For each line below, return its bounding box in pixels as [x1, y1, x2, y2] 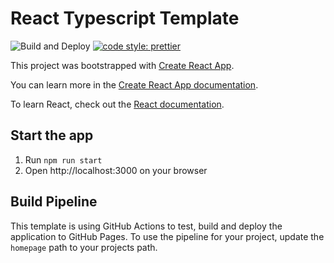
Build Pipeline [10, 193, 98, 211]
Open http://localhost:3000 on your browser [24, 164, 208, 176]
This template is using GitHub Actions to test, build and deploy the [10, 220, 283, 232]
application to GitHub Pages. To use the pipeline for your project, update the [10, 230, 325, 242]
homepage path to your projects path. [10, 241, 158, 253]
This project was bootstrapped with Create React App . [10, 59, 235, 71]
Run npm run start [24, 153, 103, 166]
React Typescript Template [10, 7, 240, 30]
